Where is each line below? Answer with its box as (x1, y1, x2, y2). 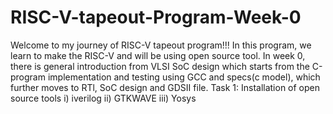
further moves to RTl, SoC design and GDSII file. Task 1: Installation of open (10, 81, 321, 93)
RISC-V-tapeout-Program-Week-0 (10, 6, 302, 29)
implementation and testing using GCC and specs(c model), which (47, 71, 321, 83)
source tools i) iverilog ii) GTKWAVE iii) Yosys (10, 92, 197, 104)
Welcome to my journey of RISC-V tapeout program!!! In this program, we (10, 39, 312, 51)
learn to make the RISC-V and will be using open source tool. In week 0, (10, 49, 306, 61)
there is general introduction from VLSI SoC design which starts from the (10, 60, 310, 72)
